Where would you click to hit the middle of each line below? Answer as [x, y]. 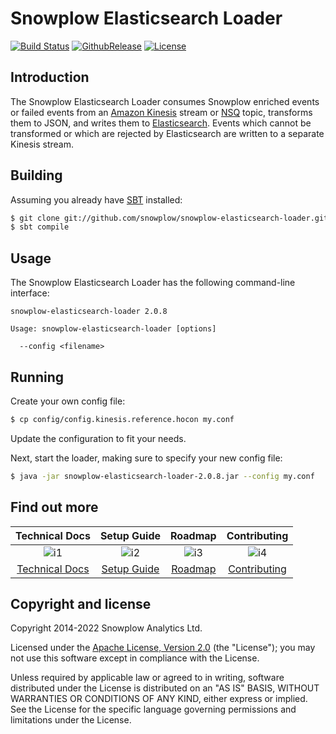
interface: [30, 293]
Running [37, 377]
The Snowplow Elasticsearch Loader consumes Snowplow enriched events [165, 101]
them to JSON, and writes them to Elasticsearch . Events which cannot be [161, 123]
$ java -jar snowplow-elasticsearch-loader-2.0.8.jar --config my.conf [162, 476]
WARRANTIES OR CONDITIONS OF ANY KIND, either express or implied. [159, 699]
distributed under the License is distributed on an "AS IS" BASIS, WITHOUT [165, 688]
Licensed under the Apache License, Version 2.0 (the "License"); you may [163, 648]
